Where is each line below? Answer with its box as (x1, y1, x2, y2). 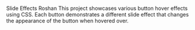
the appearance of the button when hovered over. (6, 17, 129, 25)
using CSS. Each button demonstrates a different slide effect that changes (6, 11, 189, 18)
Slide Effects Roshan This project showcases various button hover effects (6, 5, 188, 12)
